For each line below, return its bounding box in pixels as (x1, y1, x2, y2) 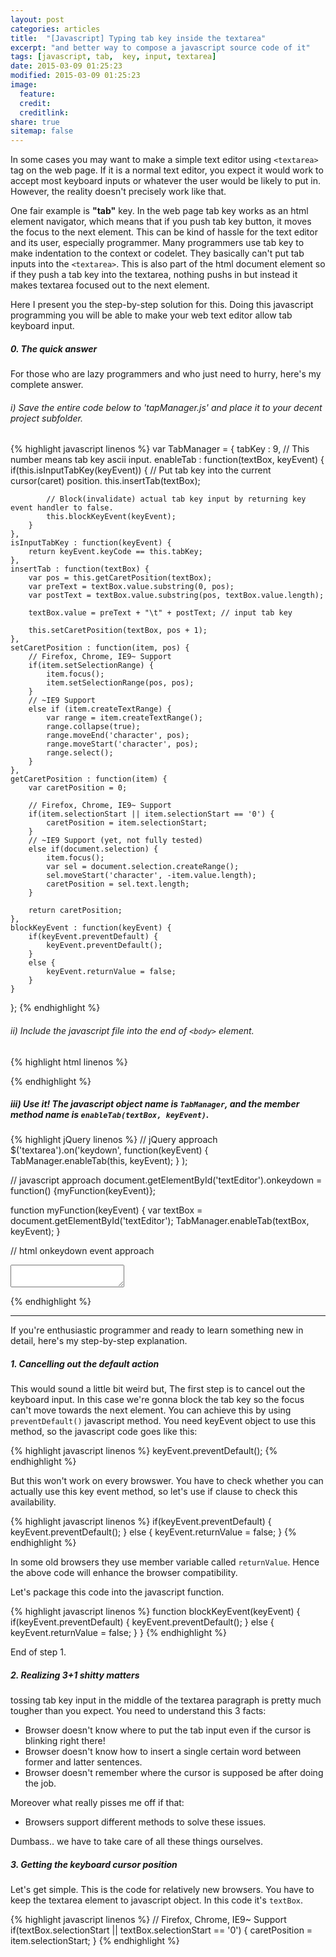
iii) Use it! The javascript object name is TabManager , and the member (10, 1098, 300, 1110)
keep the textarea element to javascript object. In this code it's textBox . (10, 1894, 304, 1906)
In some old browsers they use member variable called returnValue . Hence (10, 1556, 320, 1568)
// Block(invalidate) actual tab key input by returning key (46, 494, 307, 505)
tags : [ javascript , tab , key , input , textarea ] (10, 52, 217, 62)
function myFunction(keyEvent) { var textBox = (10, 1204, 203, 1216)
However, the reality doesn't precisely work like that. (10, 186, 227, 198)
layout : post (10, 14, 65, 25)
